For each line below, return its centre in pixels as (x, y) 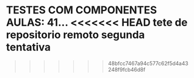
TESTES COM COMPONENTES (81, 10)
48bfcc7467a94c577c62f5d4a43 (148, 63)
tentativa (28, 47)
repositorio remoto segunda (76, 35)
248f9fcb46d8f (127, 69)
